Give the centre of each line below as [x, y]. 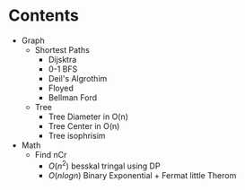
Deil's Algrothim [78, 78]
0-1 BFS [63, 69]
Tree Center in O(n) [84, 125]
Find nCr [51, 154]
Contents [44, 16]
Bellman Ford [73, 97]
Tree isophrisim [77, 135]
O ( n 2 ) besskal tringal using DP [104, 165]
